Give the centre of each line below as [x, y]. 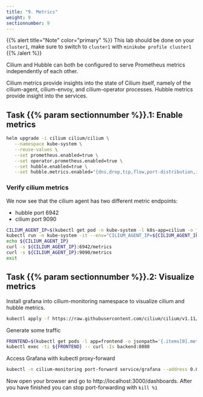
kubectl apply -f [28, 318]
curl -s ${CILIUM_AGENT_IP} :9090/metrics [59, 253]
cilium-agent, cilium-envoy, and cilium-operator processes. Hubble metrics [100, 90]
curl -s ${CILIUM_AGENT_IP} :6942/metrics [59, 247]
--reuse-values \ [36, 149]
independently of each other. [42, 71]
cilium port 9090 [36, 219]
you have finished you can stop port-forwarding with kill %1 [82, 387]
